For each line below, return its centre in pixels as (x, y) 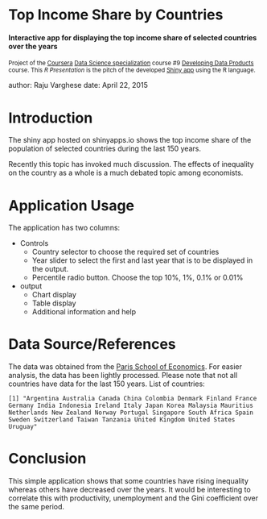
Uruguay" (23, 427)
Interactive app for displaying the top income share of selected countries (133, 37)
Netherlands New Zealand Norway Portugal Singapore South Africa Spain (131, 413)
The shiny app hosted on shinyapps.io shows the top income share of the (130, 140)
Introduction (51, 118)
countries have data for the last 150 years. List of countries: (107, 384)
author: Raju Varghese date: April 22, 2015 (78, 85)
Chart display (54, 295)
